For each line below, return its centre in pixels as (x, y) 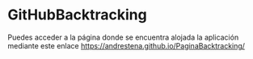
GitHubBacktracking (77, 15)
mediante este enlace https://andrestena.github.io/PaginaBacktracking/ (126, 45)
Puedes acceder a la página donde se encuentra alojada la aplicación (123, 37)
